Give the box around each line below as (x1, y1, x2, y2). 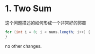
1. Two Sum (5, 3, 52, 14)
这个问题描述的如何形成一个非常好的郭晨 (5, 20, 86, 26)
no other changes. (5, 43, 42, 49)
